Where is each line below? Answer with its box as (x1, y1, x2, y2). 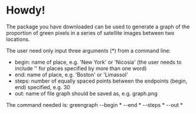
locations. (6, 35, 30, 43)
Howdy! (6, 4, 45, 17)
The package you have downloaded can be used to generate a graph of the (6, 23, 190, 30)
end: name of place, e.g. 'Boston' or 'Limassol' (14, 71, 128, 78)
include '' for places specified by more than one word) (14, 64, 147, 71)
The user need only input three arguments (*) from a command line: (6, 47, 171, 54)
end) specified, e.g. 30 (14, 83, 70, 90)
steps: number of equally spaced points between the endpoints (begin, (14, 77, 188, 84)
